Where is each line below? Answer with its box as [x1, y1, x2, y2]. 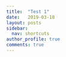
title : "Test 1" [6, 8, 50, 15]
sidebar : [6, 25, 28, 31]
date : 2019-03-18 [6, 14, 55, 20]
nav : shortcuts [11, 31, 50, 37]
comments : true [6, 42, 44, 48]
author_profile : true [6, 36, 61, 42]
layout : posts [6, 20, 42, 26]
